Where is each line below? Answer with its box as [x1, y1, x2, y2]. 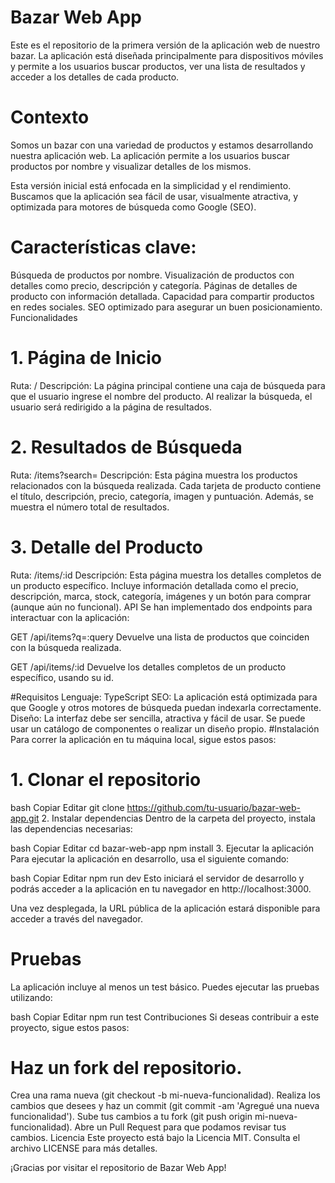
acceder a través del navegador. [10, 912, 143, 925]
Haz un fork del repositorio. [10, 1056, 243, 1079]
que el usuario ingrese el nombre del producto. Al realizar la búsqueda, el [10, 390, 313, 402]
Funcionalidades [10, 311, 78, 323]
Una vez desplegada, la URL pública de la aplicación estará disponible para [10, 902, 321, 914]
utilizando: [10, 991, 53, 1003]
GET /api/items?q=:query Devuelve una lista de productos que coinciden [10, 631, 310, 643]
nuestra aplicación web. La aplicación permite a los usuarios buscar [10, 149, 290, 161]
